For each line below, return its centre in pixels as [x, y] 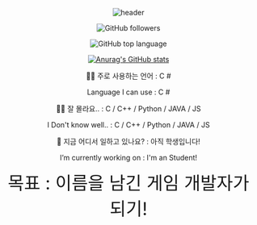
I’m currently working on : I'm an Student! [128, 158]
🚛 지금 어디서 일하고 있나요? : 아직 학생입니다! [128, 142]
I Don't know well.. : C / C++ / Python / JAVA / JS [128, 125]
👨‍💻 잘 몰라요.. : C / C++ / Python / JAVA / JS [128, 108]
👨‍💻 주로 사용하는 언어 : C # [128, 76]
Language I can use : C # [128, 92]
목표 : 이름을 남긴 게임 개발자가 [128, 183]
